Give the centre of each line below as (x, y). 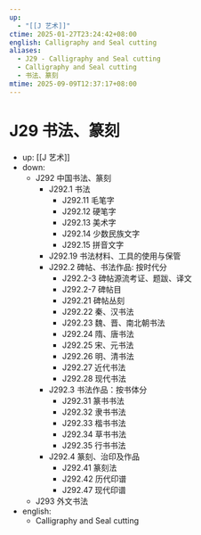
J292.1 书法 (69, 189)
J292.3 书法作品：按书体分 (98, 390)
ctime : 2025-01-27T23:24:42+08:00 (73, 34)
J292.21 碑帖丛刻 (93, 300)
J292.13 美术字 (89, 222)
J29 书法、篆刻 (64, 131)
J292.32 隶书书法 (94, 412)
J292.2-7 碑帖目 (92, 289)
